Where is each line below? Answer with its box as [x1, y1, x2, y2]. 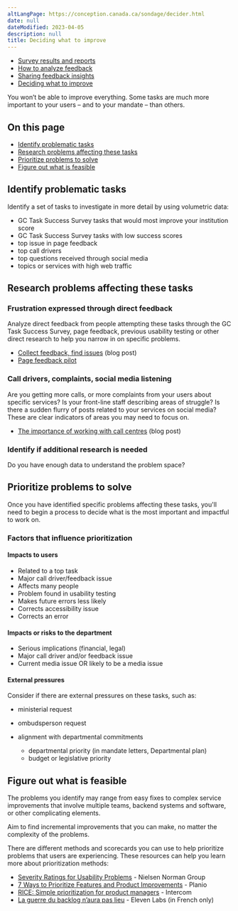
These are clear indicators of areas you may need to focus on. [7, 412, 190, 421]
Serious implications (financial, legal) [17, 644, 126, 652]
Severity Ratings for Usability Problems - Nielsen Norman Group [17, 873, 206, 882]
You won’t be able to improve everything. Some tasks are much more [7, 93, 210, 102]
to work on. [7, 515, 41, 524]
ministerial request [17, 705, 72, 714]
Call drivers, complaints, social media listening [7, 374, 172, 384]
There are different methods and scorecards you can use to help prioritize [7, 844, 224, 853]
